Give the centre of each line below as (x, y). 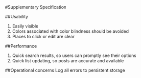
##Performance (21, 46)
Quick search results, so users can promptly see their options (74, 55)
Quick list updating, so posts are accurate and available (68, 61)
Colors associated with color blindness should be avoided (70, 31)
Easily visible (25, 26)
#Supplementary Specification (36, 7)
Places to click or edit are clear (43, 37)
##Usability (17, 16)
